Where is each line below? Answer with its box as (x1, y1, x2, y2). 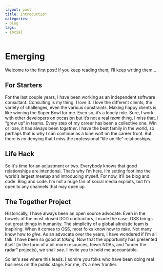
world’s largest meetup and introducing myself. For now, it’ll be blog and (5, 173, 150, 179)
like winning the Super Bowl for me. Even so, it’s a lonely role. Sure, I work (5, 109, 154, 115)
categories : (5, 16, 29, 21)
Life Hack (5, 150, 35, 158)
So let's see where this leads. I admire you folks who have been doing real (5, 256, 154, 262)
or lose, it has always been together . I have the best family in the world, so (5, 125, 155, 131)
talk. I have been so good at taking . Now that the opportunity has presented (5, 236, 158, 242)
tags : (5, 25, 16, 30)
